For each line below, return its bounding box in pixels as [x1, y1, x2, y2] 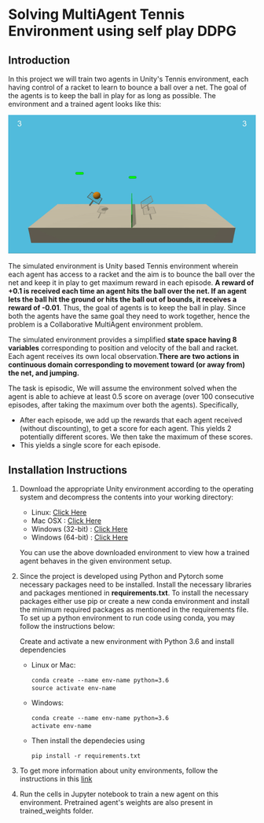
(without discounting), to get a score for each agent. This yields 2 [19, 424, 232, 433]
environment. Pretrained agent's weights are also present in [19, 798, 214, 807]
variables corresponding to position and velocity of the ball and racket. [8, 343, 239, 353]
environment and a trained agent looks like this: [8, 100, 162, 108]
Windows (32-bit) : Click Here [31, 525, 128, 534]
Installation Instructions [8, 463, 128, 477]
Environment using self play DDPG [8, 22, 237, 40]
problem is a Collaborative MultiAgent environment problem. [8, 320, 203, 329]
